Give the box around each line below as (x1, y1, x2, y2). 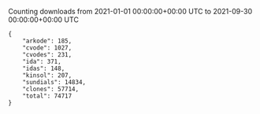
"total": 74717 (22, 92, 72, 100)
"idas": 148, (22, 64, 65, 72)
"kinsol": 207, (22, 72, 72, 79)
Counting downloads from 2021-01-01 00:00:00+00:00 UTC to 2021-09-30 (8, 7, 253, 16)
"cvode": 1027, (22, 44, 72, 52)
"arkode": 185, (22, 37, 72, 45)
